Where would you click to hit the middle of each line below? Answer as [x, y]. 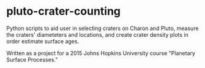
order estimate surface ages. [43, 41]
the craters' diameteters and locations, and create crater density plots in [97, 34]
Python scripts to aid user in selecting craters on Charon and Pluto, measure [102, 28]
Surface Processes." [32, 59]
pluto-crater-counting [64, 11]
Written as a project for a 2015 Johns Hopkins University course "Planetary [101, 53]
